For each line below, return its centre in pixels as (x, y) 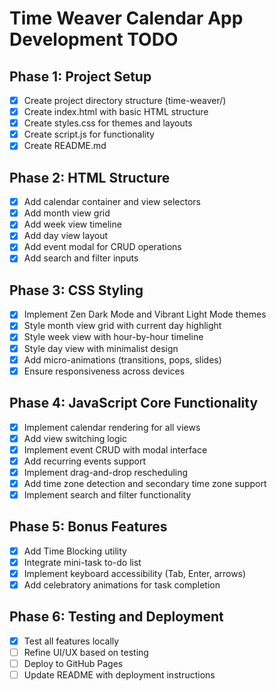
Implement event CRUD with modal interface (115, 449)
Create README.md (65, 146)
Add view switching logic (75, 438)
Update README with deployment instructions (119, 675)
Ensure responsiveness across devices (104, 371)
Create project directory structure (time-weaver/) (125, 100)
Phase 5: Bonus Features (88, 527)
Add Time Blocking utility (75, 551)
